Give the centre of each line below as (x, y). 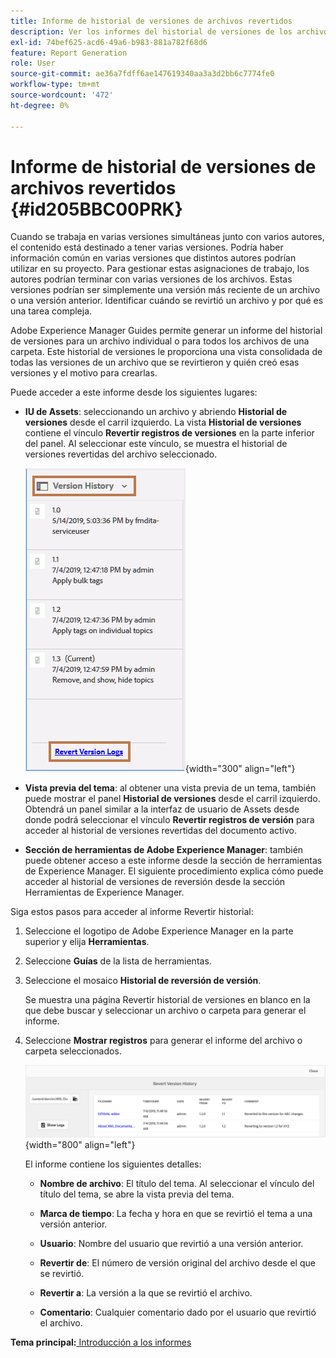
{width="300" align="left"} (240, 769)
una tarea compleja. (51, 311)
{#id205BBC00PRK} (96, 209)
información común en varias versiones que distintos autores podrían (153, 258)
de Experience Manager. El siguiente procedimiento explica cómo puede (174, 871)
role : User (33, 63)
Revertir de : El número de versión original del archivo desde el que (177, 1262)
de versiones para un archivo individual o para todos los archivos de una (160, 341)
